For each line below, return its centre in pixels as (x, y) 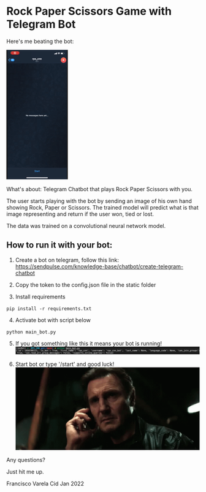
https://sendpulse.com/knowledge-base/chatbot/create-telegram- (99, 266)
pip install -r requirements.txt (49, 308)
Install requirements (40, 297)
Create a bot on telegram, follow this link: (67, 260)
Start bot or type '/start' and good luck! (65, 364)
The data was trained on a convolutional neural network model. (86, 225)
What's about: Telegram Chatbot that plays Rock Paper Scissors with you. (100, 189)
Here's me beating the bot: (40, 41)
